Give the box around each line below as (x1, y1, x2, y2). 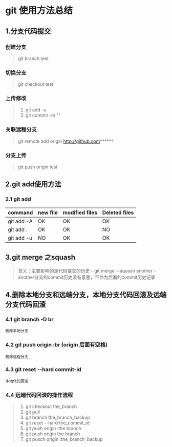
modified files (62, 209, 97, 216)
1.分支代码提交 (5, 27, 51, 35)
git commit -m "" (25, 112, 61, 119)
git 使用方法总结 (5, 5, 73, 16)
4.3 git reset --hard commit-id (5, 366, 81, 373)
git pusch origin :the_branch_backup (25, 436, 103, 442)
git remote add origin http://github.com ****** (17, 138, 114, 144)
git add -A (8, 218, 33, 225)
